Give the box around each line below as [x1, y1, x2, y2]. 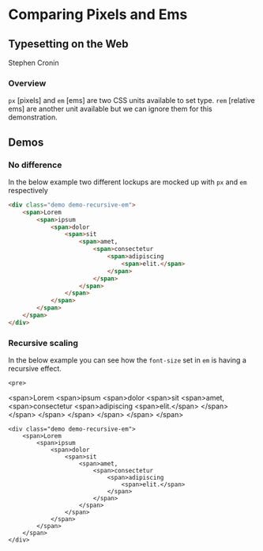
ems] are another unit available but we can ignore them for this [8, 104, 212, 114]
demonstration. [8, 112, 58, 122]
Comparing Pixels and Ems [8, 6, 188, 24]
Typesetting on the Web [8, 37, 129, 51]
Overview [8, 78, 47, 89]
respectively [8, 185, 49, 195]
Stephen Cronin [8, 58, 59, 67]
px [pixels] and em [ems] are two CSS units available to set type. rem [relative [8, 96, 255, 105]
